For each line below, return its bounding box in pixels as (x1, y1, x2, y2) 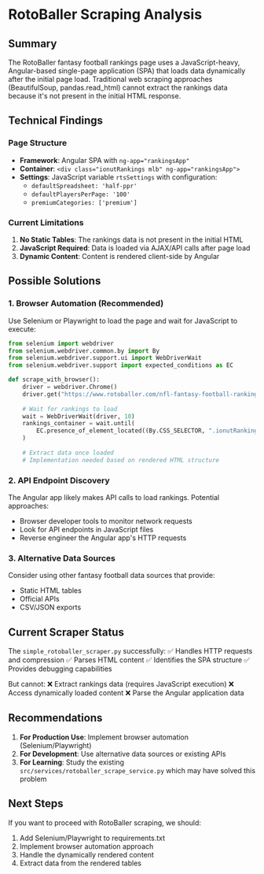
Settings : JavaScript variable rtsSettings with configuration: (19, 172, 218, 182)
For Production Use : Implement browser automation (19, 732, 189, 742)
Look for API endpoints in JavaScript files (19, 524, 154, 534)
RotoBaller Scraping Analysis (8, 6, 203, 24)
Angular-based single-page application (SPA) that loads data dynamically (8, 66, 246, 76)
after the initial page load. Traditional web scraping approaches (8, 75, 213, 83)
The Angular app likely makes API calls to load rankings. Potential (8, 492, 220, 502)
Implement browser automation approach (19, 841, 154, 851)
